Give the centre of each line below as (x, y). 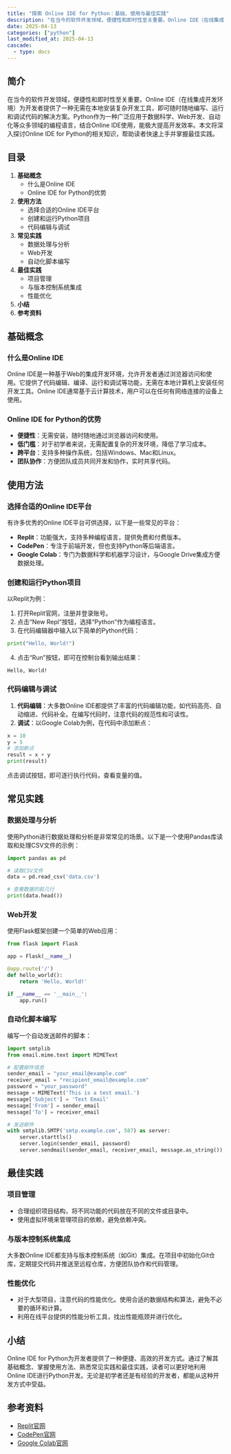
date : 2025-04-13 (32, 26)
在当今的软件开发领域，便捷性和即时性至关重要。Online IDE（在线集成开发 (112, 99)
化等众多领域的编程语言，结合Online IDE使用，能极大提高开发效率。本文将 (112, 125)
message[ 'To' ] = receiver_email (53, 1112)
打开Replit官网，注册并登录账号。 (64, 613)
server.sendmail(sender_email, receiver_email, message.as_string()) (121, 1150)
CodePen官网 (36, 1434)
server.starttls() (46, 1137)
